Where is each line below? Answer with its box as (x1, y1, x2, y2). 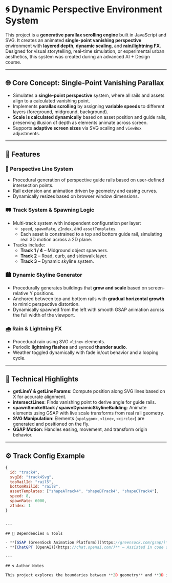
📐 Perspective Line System (5, 165, 73, 173)
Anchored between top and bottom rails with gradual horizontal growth (12, 296, 165, 302)
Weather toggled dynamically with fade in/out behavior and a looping (12, 349, 159, 356)
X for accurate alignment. (12, 393, 67, 400)
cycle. (12, 355, 26, 361)
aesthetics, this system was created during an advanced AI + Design (5, 53, 150, 59)
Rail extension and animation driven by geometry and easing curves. (12, 188, 158, 194)
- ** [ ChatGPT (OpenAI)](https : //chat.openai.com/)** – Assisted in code (5, 545, 164, 550)
